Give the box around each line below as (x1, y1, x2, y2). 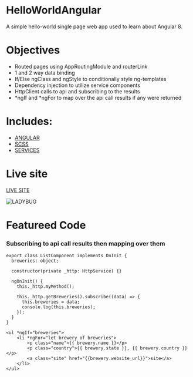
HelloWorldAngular (6, 4, 101, 17)
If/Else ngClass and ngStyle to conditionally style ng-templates (14, 75, 167, 82)
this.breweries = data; (21, 299, 80, 305)
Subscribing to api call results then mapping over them (6, 239, 165, 247)
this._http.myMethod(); (16, 284, 75, 290)
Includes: (6, 115, 53, 128)
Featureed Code (6, 218, 86, 232)
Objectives (6, 43, 60, 57)
